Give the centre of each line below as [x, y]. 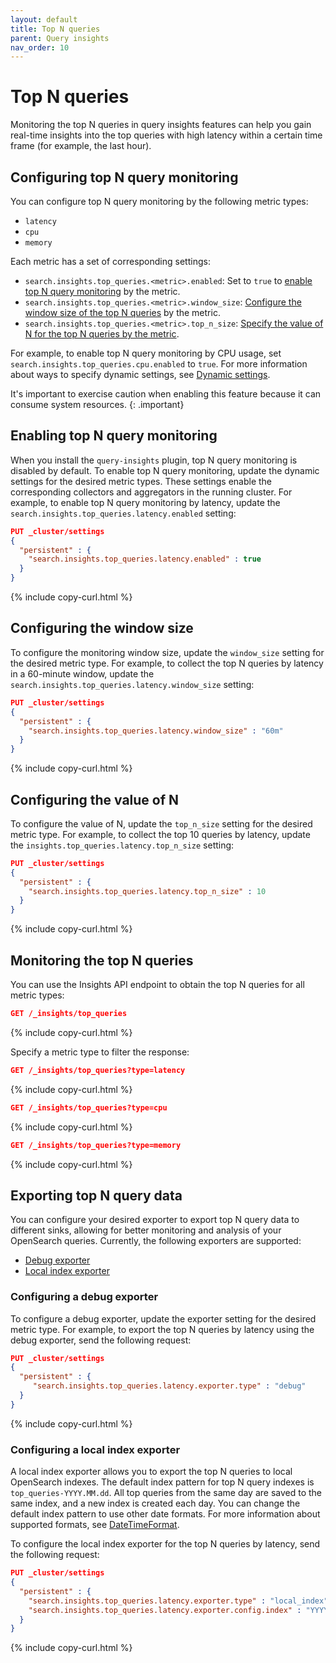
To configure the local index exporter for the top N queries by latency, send [165, 1544]
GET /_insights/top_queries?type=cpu [89, 1107]
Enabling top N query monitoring [114, 436]
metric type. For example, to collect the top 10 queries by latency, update [160, 834]
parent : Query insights [60, 38]
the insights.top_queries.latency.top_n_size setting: [122, 845]
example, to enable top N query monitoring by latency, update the [145, 502]
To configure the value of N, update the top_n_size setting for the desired [161, 823]
